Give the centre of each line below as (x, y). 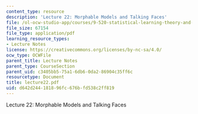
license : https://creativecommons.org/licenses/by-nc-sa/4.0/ (84, 50)
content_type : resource (35, 11)
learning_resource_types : (38, 39)
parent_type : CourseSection (41, 66)
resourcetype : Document (35, 77)
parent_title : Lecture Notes (42, 61)
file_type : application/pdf (41, 33)
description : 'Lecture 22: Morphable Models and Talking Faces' (87, 17)
